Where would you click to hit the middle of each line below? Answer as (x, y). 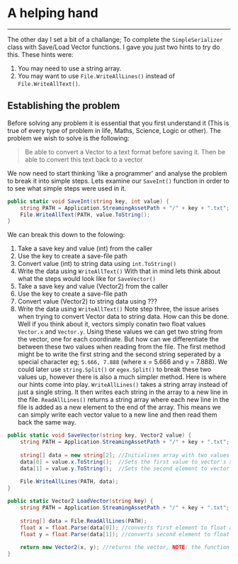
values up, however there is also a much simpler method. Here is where (122, 377)
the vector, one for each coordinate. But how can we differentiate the (118, 339)
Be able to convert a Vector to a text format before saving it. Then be (125, 151)
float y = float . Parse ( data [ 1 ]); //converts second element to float (125, 534)
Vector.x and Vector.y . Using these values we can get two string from (120, 331)
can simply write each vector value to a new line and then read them (117, 415)
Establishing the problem (64, 106)
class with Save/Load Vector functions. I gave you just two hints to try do (114, 47)
